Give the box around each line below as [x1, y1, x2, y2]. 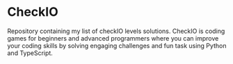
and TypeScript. [7, 49, 54, 57]
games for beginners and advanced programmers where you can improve [7, 34, 219, 42]
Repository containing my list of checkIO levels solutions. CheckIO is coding [7, 27, 225, 35]
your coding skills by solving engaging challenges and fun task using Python [7, 41, 227, 50]
